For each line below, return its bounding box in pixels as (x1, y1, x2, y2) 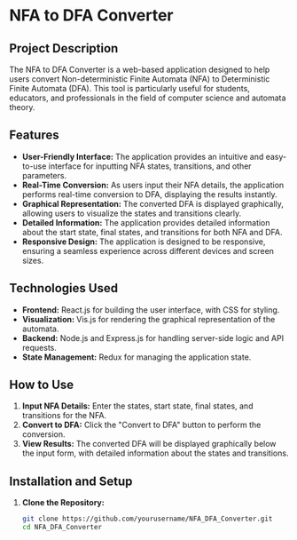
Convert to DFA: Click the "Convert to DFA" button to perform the (21, 419, 262, 431)
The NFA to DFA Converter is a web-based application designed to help (9, 64, 270, 75)
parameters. (21, 170, 67, 180)
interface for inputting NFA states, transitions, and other (48, 161, 252, 171)
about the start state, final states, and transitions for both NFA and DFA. (21, 226, 283, 237)
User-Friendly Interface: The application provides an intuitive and (21, 151, 264, 162)
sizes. (21, 255, 44, 266)
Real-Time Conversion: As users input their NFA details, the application (21, 179, 285, 190)
